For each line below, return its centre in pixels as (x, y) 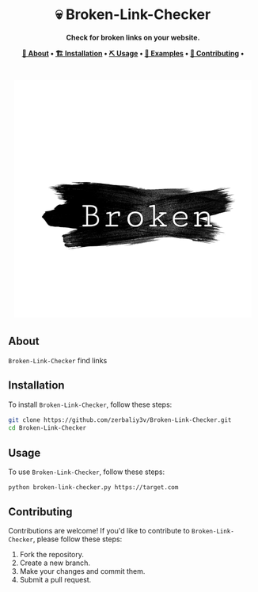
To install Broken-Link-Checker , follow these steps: (90, 404)
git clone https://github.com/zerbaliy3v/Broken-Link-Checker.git (120, 420)
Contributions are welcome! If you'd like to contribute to (99, 530)
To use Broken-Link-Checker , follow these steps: (87, 472)
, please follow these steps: (78, 539)
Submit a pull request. (55, 579)
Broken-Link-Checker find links (58, 360)
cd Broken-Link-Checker (47, 428)
